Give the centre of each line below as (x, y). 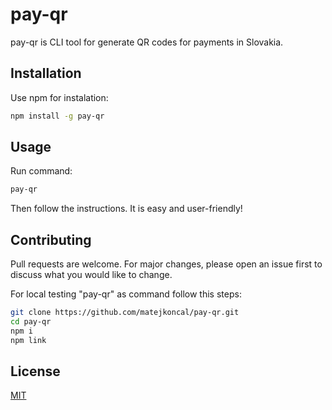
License (35, 371)
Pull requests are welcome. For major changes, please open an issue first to (166, 264)
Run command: (41, 171)
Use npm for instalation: (59, 97)
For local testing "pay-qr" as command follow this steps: (126, 294)
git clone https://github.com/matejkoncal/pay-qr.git (125, 313)
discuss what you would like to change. (91, 275)
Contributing (51, 239)
